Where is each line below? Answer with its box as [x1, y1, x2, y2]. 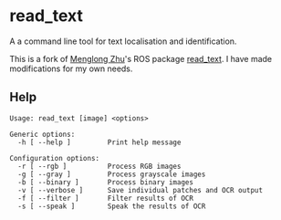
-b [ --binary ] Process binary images [17, 177, 194, 187]
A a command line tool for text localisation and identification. [9, 36, 237, 47]
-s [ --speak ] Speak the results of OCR [17, 202, 206, 211]
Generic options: [9, 130, 76, 139]
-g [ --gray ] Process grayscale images [17, 170, 206, 179]
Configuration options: [9, 153, 100, 162]
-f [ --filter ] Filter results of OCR [17, 194, 194, 203]
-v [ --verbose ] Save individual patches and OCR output [17, 185, 263, 194]
